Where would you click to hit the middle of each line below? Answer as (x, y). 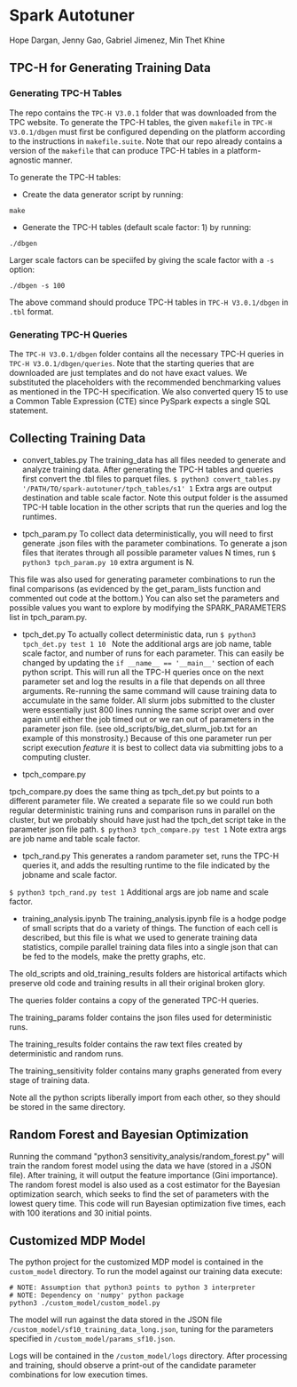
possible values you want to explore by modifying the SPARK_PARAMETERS (148, 607)
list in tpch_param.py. (48, 617)
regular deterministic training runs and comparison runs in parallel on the (142, 810)
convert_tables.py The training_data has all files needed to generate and (154, 459)
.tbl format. (31, 311)
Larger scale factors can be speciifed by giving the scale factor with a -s (142, 259)
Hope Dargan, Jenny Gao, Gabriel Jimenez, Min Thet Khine (117, 40)
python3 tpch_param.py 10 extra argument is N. (108, 562)
